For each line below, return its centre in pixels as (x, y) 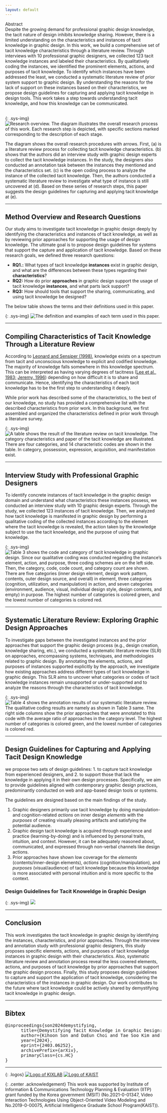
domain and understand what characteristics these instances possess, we (81, 500)
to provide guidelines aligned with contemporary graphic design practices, (82, 785)
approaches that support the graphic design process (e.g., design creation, (82, 645)
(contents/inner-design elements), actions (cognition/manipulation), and (86, 863)
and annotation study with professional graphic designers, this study (75, 945)
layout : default (22, 10)
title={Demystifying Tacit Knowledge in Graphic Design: (91, 1030)
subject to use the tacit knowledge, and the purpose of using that (72, 532)
